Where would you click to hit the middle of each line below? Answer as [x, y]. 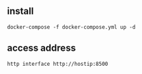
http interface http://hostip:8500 [58, 64]
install [20, 11]
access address [42, 48]
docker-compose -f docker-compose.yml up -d [71, 27]
